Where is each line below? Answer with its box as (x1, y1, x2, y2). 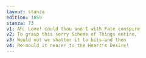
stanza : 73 (6, 20, 34, 26)
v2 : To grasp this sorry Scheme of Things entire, (6, 31, 137, 37)
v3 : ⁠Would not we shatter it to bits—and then (6, 37, 127, 43)
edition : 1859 (6, 14, 43, 21)
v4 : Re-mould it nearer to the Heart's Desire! (6, 43, 130, 49)
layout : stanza (6, 8, 45, 15)
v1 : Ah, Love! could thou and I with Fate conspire (6, 25, 140, 32)
